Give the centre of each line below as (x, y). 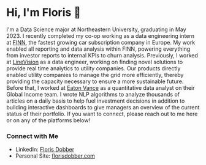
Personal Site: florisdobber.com (55, 156)
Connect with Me (32, 136)
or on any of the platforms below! (48, 120)
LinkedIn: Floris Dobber (45, 150)
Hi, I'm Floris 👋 (44, 13)
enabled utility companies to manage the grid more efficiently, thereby (95, 75)
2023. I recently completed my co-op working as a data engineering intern (101, 35)
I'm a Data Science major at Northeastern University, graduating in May (96, 29)
